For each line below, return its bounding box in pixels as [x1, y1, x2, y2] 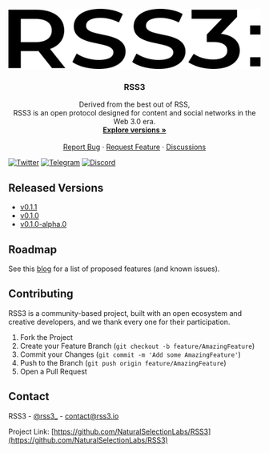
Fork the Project [19, 332, 74, 342]
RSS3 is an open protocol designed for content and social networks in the [13, 108, 256, 118]
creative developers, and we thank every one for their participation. [8, 317, 231, 326]
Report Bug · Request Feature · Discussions [62, 142, 207, 152]
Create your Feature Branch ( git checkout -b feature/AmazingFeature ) [19, 341, 255, 350]
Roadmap [8, 242, 58, 257]
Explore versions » [102, 125, 167, 135]
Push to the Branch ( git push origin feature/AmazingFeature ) [19, 358, 227, 367]
